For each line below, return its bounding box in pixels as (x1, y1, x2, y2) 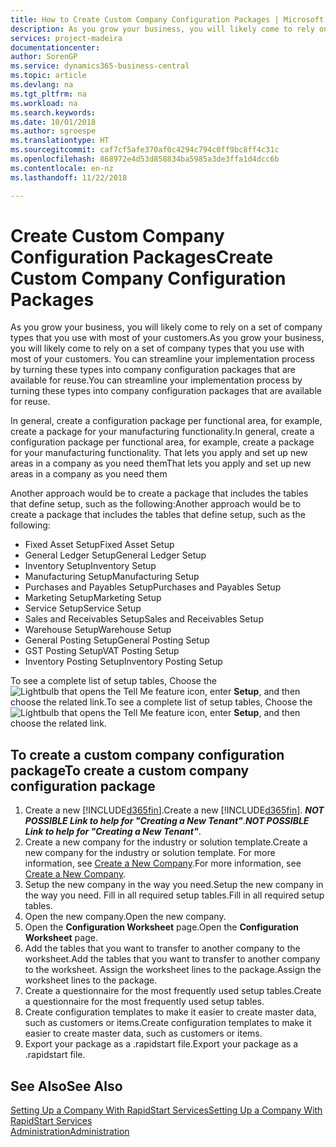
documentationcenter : (10, 42, 101, 53)
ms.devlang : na (10, 80, 74, 90)
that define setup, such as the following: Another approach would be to (10, 498, 302, 510)
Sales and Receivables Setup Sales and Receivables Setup (24, 613, 264, 625)
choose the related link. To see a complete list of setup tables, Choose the (10, 696, 313, 708)
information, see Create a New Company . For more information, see (24, 857, 302, 870)
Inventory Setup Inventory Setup (24, 560, 157, 572)
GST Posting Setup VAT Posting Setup (24, 645, 180, 657)
